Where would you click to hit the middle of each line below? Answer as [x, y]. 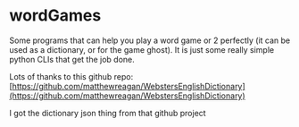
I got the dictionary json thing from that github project [108, 113]
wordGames [55, 16]
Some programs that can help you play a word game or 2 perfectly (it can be [150, 40]
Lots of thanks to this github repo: [71, 76]
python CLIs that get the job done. [72, 59]
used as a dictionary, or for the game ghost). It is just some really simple [142, 49]
